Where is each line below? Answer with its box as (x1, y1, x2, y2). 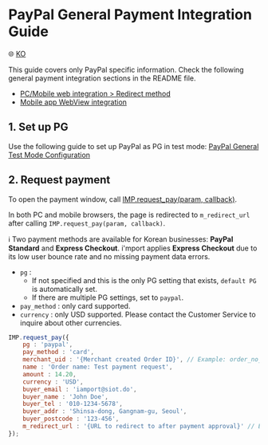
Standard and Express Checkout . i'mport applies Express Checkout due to (8, 243, 258, 253)
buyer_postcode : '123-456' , (22, 415, 120, 423)
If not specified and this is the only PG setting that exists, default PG (31, 275, 257, 285)
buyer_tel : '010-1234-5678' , (22, 400, 124, 408)
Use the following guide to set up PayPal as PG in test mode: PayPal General (8, 141, 259, 151)
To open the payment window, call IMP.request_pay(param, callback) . (8, 194, 238, 204)
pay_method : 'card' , (22, 349, 94, 356)
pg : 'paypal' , (22, 341, 73, 349)
